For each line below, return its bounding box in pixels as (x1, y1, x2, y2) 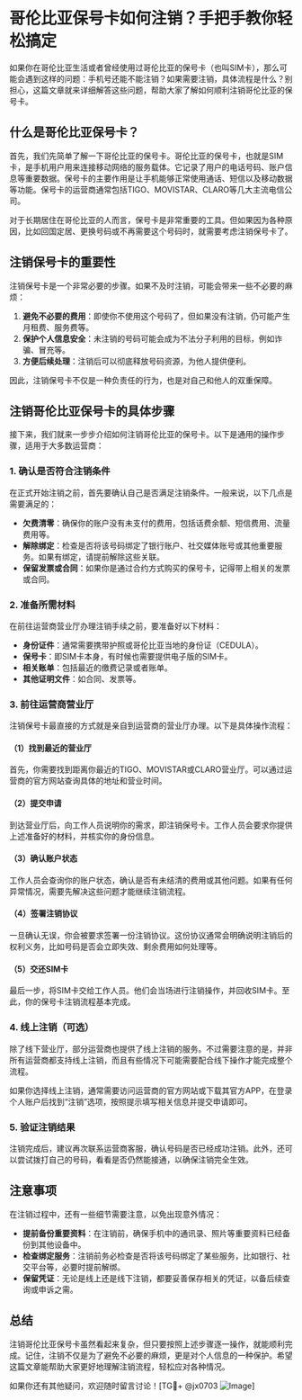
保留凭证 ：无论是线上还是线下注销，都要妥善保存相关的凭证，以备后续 (22, 1272, 283, 1283)
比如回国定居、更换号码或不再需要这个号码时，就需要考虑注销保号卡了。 (24, 226, 293, 237)
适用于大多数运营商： (24, 440, 104, 451)
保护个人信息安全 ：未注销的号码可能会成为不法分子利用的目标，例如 (22, 333, 275, 344)
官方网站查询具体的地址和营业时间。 (32, 776, 167, 786)
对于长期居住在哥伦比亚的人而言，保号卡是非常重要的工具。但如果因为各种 (9, 214, 285, 225)
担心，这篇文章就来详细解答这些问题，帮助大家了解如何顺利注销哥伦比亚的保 (9, 85, 293, 95)
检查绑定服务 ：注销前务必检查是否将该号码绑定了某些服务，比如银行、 (22, 1250, 283, 1261)
